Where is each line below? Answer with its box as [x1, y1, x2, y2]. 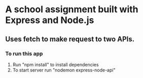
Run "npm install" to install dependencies [12, 61, 99, 67]
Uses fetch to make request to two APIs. [5, 35, 135, 43]
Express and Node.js [5, 14, 94, 26]
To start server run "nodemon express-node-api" [12, 67, 116, 73]
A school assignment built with [5, 4, 138, 15]
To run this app [5, 50, 43, 57]
